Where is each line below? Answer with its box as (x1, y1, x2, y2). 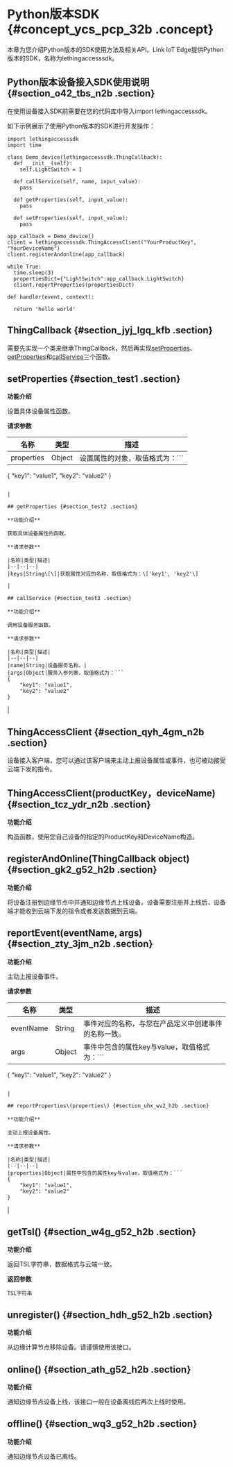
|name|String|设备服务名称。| (7, 662, 87, 669)
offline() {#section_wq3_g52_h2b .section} (7, 1418, 198, 1430)
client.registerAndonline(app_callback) (7, 251, 126, 258)
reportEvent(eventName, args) (7, 928, 143, 939)
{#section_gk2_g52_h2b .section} (7, 864, 157, 875)
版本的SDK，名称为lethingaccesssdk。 (7, 53, 119, 62)
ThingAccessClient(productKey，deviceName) (7, 787, 216, 799)
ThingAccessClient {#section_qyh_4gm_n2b (7, 726, 205, 738)
